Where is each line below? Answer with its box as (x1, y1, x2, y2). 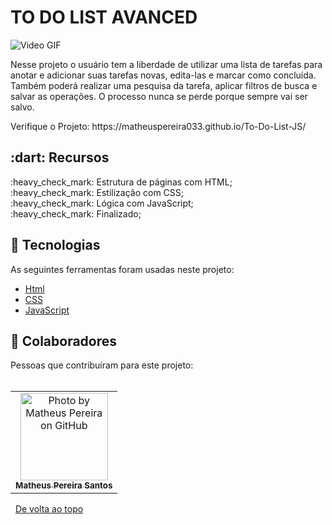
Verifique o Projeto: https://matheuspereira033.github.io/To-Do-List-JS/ (10, 120, 307, 132)
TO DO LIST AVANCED (10, 6, 198, 29)
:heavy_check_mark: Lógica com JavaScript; (10, 197, 194, 209)
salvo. (10, 101, 35, 113)
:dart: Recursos (10, 149, 110, 166)
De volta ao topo (14, 503, 84, 515)
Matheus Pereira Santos (15, 480, 113, 491)
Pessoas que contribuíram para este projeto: (10, 359, 194, 371)
